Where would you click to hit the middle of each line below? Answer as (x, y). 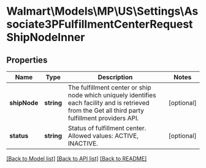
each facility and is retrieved (109, 103)
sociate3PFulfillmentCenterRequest (100, 24)
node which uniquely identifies (112, 95)
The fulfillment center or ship (109, 87)
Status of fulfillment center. (107, 128)
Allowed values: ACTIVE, (103, 136)
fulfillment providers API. (103, 118)
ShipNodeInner (46, 37)
